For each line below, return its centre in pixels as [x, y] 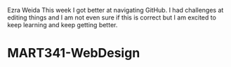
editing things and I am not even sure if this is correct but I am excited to [112, 17]
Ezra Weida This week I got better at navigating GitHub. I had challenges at [115, 10]
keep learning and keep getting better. [62, 25]
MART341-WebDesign [74, 53]
